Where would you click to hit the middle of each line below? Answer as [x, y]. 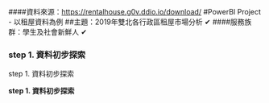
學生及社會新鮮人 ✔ [54, 32]
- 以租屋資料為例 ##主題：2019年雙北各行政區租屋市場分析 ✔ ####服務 [126, 22]
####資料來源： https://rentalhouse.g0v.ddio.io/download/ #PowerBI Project [135, 12]
